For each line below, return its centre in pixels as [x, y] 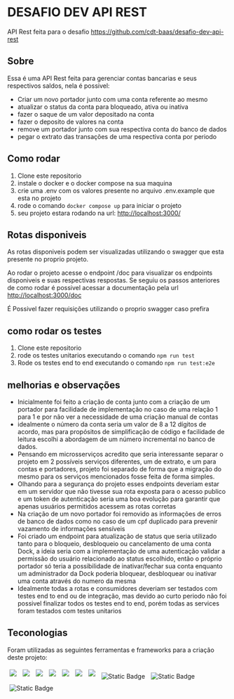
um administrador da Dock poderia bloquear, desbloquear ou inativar [117, 574]
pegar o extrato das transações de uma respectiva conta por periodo [117, 136]
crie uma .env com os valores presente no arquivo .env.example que [116, 190]
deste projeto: [27, 657]
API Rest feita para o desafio [48, 32]
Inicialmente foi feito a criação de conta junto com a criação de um [113, 402]
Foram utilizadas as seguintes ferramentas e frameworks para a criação [111, 650]
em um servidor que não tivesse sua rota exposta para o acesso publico [122, 491]
